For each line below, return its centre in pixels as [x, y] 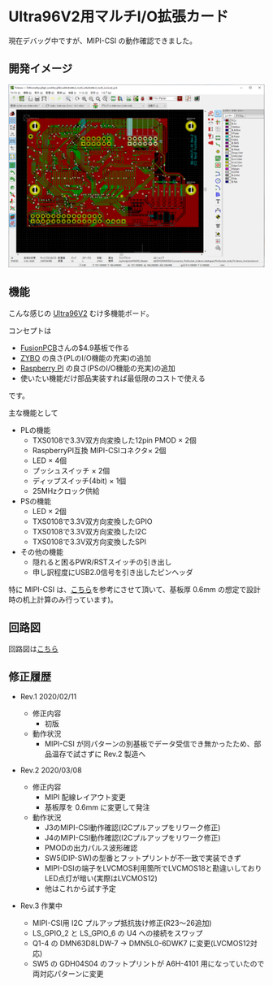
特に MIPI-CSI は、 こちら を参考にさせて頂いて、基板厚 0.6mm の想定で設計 [135, 589]
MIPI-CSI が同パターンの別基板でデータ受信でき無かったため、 [149, 744]
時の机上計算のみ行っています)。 [63, 599]
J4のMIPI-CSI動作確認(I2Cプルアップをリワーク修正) [132, 838]
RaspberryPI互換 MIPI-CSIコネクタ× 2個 [99, 450]
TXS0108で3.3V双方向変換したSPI [89, 542]
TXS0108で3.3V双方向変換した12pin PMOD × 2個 [114, 440]
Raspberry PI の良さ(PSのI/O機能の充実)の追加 [98, 368]
